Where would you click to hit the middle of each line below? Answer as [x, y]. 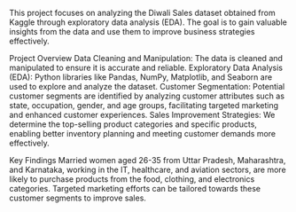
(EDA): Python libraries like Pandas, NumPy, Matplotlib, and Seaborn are [141, 77]
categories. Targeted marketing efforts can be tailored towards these [135, 188]
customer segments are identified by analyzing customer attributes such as [147, 96]
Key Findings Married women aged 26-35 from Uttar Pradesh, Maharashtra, [148, 160]
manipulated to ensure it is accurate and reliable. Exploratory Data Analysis [146, 67]
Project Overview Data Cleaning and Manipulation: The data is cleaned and [146, 58]
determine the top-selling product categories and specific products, [133, 124]
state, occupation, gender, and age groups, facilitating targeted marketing [144, 105]
